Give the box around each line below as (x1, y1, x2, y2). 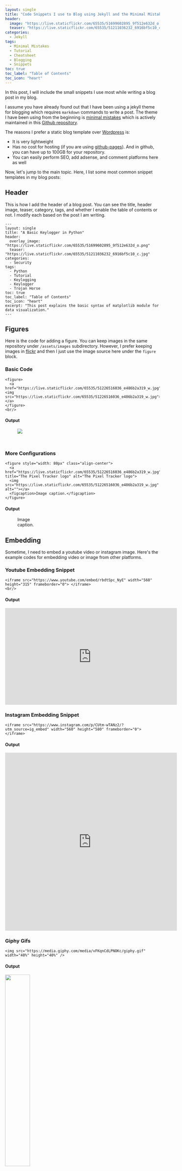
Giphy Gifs (5, 938, 31, 945)
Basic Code (5, 366, 33, 373)
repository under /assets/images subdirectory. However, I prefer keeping (5, 343, 152, 349)
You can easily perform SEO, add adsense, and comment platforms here (12, 154, 158, 160)
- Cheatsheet (9, 53, 36, 58)
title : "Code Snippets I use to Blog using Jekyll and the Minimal (5, 12, 146, 17)
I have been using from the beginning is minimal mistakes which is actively (5, 114, 156, 120)
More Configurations (5, 450, 56, 457)
